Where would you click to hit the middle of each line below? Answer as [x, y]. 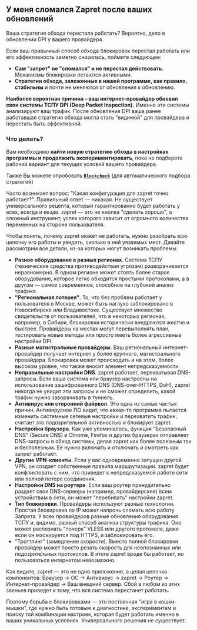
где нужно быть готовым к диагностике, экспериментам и [102, 608]
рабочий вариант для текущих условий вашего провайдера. [82, 164]
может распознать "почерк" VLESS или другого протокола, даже [97, 529]
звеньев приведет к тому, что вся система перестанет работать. [88, 591]
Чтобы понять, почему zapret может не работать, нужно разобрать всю [97, 236]
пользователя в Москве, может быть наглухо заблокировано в [94, 304]
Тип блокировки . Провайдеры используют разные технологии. [95, 504]
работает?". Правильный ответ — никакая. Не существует [79, 200]
